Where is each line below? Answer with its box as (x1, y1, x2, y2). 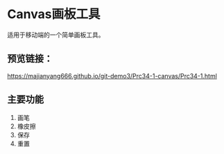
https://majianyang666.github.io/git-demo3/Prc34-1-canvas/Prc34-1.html (7, 71, 217, 80)
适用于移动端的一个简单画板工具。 (7, 31, 105, 39)
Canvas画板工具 (7, 6, 101, 22)
